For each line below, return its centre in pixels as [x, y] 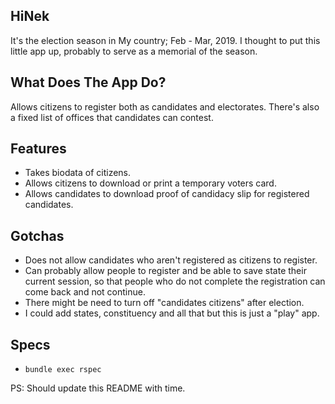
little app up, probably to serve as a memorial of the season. [134, 51]
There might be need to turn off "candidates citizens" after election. [164, 303]
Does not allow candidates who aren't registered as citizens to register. [171, 260]
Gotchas [37, 235]
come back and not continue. [85, 292]
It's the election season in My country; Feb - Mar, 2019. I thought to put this [165, 40]
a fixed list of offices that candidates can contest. [112, 117]
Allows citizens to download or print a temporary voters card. [150, 183]
